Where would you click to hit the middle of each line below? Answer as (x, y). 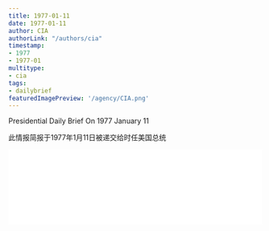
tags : (17, 83)
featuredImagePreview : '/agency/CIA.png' (79, 98)
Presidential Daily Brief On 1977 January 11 (79, 121)
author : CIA (28, 31)
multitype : (27, 68)
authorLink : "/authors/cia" (56, 38)
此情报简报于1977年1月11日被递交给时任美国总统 (87, 138)
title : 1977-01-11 (39, 16)
